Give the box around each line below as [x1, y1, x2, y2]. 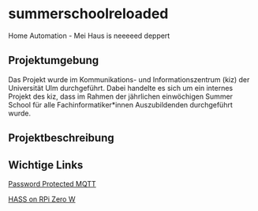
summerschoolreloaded [8, 5, 169, 23]
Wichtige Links [8, 158, 84, 171]
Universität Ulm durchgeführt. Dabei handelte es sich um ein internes [8, 83, 234, 92]
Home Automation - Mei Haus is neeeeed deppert [8, 31, 170, 40]
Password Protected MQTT [8, 179, 96, 188]
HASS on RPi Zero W [8, 194, 76, 204]
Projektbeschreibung [8, 131, 114, 145]
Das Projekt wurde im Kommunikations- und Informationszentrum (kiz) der [8, 74, 250, 84]
